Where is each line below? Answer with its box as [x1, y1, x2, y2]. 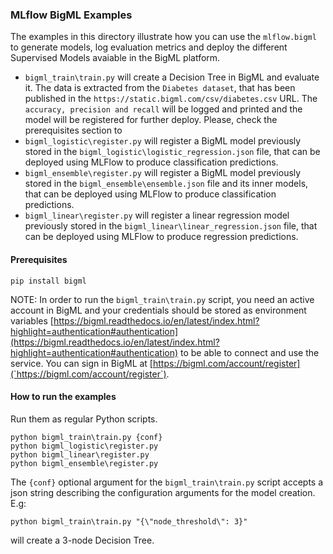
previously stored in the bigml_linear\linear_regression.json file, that [24, 220, 318, 232]
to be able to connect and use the [180, 346, 320, 358]
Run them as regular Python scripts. [10, 413, 158, 425]
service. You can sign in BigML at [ [10, 357, 153, 369]
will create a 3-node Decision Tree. [10, 534, 155, 546]
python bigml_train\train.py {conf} [10, 432, 163, 442]
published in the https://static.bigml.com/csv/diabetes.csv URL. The [24, 93, 318, 105]
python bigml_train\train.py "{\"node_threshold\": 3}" [10, 516, 248, 527]
